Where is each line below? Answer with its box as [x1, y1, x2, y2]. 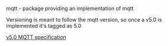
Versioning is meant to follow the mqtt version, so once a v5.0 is [6, 16, 162, 23]
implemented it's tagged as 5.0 [6, 23, 82, 29]
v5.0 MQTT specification [6, 34, 66, 40]
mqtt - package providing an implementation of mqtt [6, 5, 134, 12]
